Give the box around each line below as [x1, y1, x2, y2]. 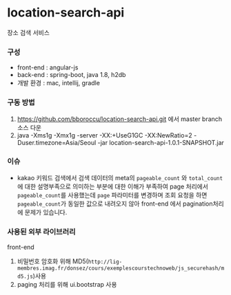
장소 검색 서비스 [7, 28, 50, 36]
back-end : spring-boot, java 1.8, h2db [17, 71, 126, 79]
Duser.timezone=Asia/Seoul [17, 138, 97, 146]
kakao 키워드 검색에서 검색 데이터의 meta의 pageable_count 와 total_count [17, 173, 223, 182]
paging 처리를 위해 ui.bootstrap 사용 [17, 281, 117, 289]
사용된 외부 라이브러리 [7, 227, 76, 237]
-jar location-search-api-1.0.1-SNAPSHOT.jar [97, 138, 224, 146]
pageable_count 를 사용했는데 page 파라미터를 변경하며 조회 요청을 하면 [17, 190, 208, 199]
